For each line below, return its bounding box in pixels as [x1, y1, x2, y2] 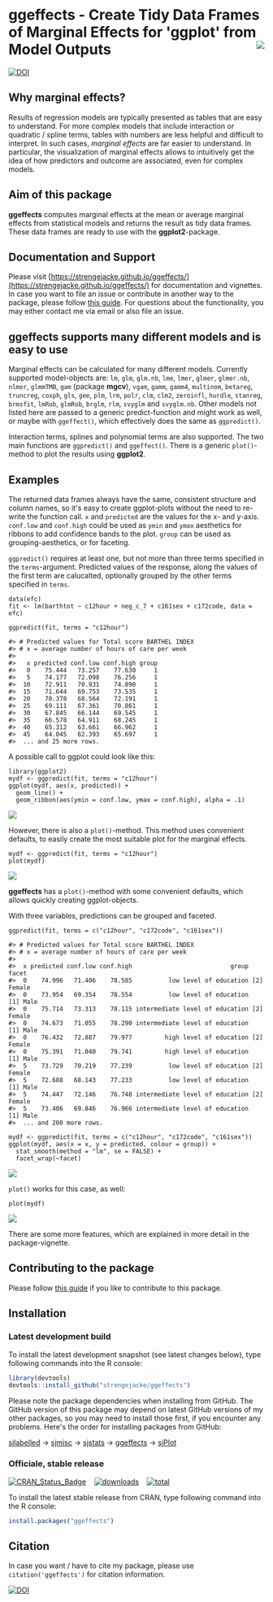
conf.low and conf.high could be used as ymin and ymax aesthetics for [8, 521, 242, 530]
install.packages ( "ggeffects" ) [8, 1517, 115, 1525]
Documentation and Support [8, 250, 156, 264]
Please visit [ [8, 272, 51, 282]
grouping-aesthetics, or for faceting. [8, 538, 131, 547]
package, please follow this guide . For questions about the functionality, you [8, 298, 264, 308]
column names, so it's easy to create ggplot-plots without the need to [8, 503, 241, 513]
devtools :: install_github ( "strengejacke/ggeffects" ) [8, 1382, 191, 1390]
